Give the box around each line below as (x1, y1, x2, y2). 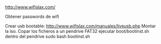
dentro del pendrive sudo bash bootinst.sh (5, 34, 90, 39)
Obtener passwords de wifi (5, 14, 59, 19)
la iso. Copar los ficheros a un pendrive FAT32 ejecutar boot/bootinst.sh (5, 28, 149, 34)
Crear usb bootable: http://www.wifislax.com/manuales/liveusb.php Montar (5, 23, 156, 29)
